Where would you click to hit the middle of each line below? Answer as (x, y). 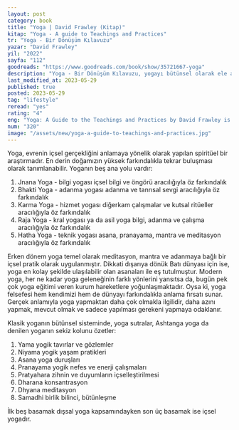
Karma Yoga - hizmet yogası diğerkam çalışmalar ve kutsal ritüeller (116, 205)
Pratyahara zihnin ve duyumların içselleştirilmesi (88, 375)
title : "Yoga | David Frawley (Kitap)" (67, 27)
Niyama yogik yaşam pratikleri (62, 352)
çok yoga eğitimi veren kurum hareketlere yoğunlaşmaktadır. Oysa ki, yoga (117, 287)
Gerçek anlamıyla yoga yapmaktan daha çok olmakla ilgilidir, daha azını (111, 302)
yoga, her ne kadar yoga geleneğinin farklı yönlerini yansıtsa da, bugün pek (117, 279)
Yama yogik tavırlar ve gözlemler (65, 345)
